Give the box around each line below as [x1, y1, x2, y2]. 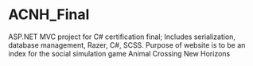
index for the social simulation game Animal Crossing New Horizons [8, 49, 231, 58]
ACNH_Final [8, 6, 90, 24]
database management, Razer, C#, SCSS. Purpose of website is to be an [8, 40, 246, 49]
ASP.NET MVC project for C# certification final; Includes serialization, [8, 32, 236, 41]
